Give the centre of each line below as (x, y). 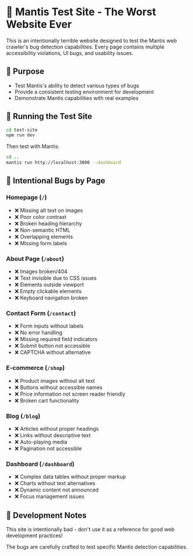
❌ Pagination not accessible (48, 448)
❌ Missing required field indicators (56, 339)
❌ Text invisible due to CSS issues (56, 278)
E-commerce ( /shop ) (36, 368)
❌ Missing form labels (41, 243)
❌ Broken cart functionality (47, 400)
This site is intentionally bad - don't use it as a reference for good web (90, 530)
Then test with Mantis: (33, 146)
